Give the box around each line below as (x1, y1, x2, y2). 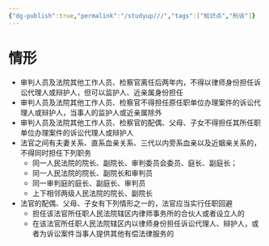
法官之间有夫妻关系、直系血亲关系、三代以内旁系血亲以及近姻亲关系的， (19, 138, 261, 148)
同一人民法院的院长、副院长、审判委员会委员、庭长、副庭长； (32, 158, 238, 168)
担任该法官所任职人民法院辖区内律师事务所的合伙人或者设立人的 (32, 208, 245, 218)
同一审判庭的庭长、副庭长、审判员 (32, 178, 146, 188)
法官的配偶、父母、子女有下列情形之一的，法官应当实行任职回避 (19, 198, 233, 208)
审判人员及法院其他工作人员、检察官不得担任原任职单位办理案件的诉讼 (19, 98, 254, 107)
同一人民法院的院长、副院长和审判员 (32, 168, 153, 177)
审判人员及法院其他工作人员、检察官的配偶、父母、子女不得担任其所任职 (19, 118, 261, 127)
